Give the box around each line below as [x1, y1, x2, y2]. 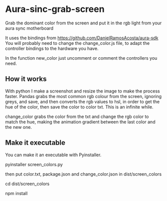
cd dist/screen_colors [5, 181, 50, 187]
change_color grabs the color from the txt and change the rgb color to [5, 113, 149, 119]
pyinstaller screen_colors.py [5, 161, 63, 167]
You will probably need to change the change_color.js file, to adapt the [5, 40, 150, 46]
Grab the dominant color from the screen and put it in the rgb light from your [5, 20, 162, 26]
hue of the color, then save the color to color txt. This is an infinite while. [5, 103, 154, 110]
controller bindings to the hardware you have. [5, 45, 99, 51]
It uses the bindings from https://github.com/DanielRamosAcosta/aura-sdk [5, 35, 159, 41]
